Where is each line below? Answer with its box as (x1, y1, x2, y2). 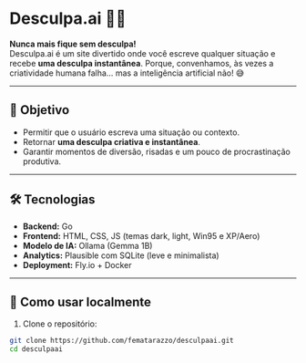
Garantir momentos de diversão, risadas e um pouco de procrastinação (22, 146, 291, 157)
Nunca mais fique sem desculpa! (9, 38, 137, 49)
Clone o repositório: (22, 318, 97, 329)
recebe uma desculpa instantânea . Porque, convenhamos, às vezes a (9, 57, 274, 68)
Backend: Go (22, 221, 73, 232)
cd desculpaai (9, 345, 64, 354)
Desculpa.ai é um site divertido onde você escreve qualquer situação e (9, 47, 276, 58)
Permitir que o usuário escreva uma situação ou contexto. (22, 127, 240, 138)
